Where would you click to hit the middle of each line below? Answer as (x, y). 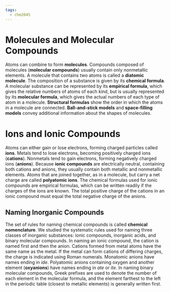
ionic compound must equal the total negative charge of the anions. (76, 197)
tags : (11, 10)
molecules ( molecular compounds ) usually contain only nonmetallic (77, 70)
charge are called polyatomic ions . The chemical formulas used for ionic (81, 180)
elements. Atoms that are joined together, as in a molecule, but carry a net (82, 175)
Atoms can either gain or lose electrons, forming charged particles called (82, 148)
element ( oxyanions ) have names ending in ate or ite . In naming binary (79, 268)
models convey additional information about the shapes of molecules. (78, 113)
